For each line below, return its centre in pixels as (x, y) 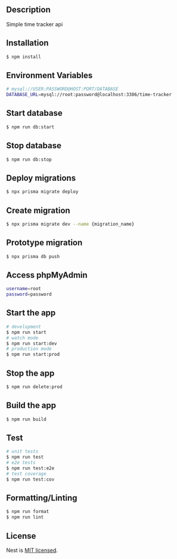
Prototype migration (44, 243)
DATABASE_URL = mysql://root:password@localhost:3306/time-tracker (89, 95)
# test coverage (26, 474)
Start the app (31, 313)
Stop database (34, 146)
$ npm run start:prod (33, 355)
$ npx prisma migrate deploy (42, 192)
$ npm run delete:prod (34, 387)
